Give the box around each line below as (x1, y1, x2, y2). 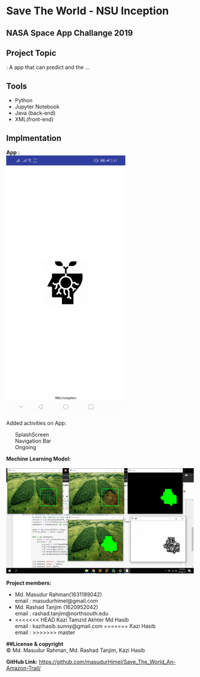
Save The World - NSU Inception (6, 4, 169, 18)
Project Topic (6, 48, 57, 58)
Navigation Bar (14, 437, 52, 444)
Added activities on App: (6, 419, 67, 427)
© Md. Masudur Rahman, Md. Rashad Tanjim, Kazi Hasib (6, 647, 145, 654)
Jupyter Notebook (14, 103, 60, 111)
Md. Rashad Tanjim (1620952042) (14, 604, 98, 611)
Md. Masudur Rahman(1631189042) (14, 591, 102, 598)
